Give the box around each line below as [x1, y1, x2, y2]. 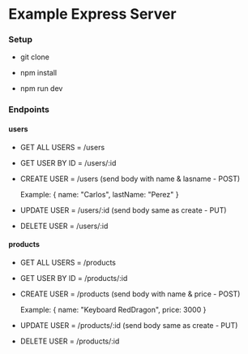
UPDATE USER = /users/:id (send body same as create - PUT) [19, 205, 227, 215]
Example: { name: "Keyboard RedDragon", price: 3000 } [19, 304, 207, 314]
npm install [19, 68, 58, 78]
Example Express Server [8, 5, 177, 24]
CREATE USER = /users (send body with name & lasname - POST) [19, 174, 241, 183]
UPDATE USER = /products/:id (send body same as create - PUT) [19, 320, 238, 330]
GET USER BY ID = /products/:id [19, 273, 128, 283]
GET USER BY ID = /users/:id [19, 158, 117, 167]
